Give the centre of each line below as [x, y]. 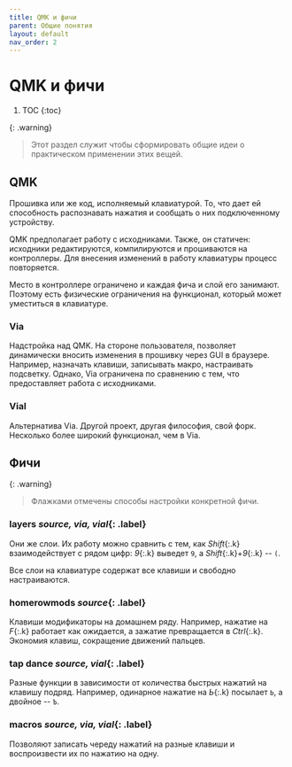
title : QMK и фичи [43, 17]
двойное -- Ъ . [34, 701]
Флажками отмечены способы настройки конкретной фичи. [145, 501]
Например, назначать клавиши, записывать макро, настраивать [131, 365]
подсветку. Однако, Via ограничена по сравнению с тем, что [125, 374]
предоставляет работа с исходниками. [83, 383]
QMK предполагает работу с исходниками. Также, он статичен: [130, 239]
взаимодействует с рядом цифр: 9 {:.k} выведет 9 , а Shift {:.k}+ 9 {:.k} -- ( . [145, 553]
